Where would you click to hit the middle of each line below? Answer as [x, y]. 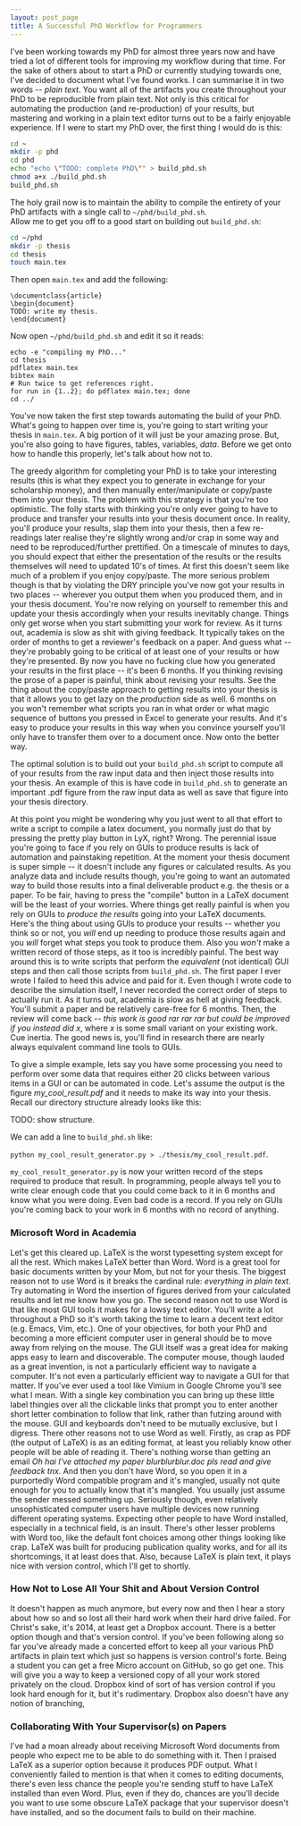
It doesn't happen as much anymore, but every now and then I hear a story [147, 1608]
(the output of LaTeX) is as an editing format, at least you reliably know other [151, 1442]
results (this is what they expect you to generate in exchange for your [138, 481]
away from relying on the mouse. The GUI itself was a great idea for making [149, 1347]
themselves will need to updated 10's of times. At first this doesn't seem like [150, 566]
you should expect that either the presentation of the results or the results [146, 557]
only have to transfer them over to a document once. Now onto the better [145, 737]
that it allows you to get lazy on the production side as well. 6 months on [143, 699]
